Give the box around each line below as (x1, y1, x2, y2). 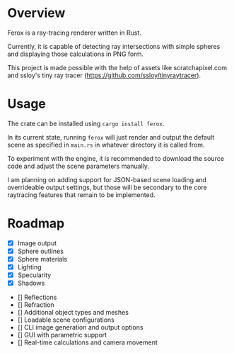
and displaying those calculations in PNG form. (7, 50, 144, 58)
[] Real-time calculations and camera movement (17, 338, 158, 347)
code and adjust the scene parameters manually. (7, 162, 150, 170)
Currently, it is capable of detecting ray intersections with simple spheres (7, 42, 221, 50)
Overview (7, 5, 66, 21)
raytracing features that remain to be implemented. (7, 190, 156, 199)
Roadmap (7, 215, 65, 232)
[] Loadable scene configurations (17, 315, 115, 324)
